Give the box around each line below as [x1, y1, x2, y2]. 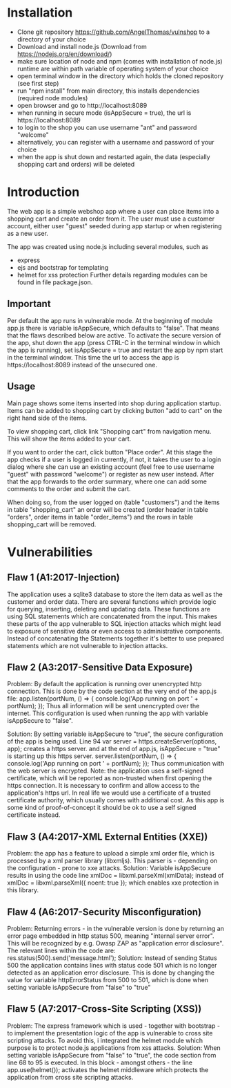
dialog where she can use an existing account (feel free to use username [7, 462, 214, 471]
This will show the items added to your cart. [7, 434, 132, 443]
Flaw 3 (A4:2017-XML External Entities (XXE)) [7, 831, 208, 842]
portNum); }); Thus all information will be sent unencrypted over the [7, 702, 200, 710]
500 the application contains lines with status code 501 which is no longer [7, 961, 217, 969]
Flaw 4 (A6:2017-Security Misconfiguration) [7, 906, 202, 918]
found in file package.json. [17, 278, 93, 286]
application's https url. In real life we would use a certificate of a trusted [7, 789, 211, 797]
